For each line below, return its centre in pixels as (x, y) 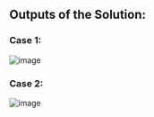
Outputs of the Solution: (77, 15)
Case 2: (26, 83)
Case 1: (26, 40)
